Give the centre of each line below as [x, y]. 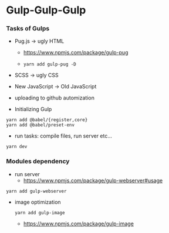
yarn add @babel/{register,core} [47, 120]
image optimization [38, 202]
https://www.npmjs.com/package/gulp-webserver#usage [93, 180]
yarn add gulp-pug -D [50, 64]
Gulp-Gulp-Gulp [46, 10]
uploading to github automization [55, 98]
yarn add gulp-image [40, 213]
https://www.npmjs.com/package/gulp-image [78, 224]
